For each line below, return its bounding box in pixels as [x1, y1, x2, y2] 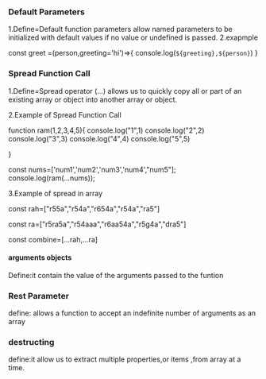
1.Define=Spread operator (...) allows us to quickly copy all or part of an [8, 86, 242, 95]
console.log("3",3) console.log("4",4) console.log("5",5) [8, 133, 191, 143]
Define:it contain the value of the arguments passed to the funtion [8, 270, 224, 280]
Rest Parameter [8, 290, 70, 301]
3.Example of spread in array [8, 188, 103, 198]
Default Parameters [8, 6, 85, 17]
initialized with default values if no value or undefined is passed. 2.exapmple [8, 33, 258, 42]
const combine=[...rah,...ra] [8, 234, 98, 244]
